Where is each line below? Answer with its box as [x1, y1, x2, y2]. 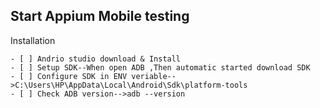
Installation [10, 34, 56, 46]
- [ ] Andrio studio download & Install [10, 54, 182, 64]
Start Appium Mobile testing [10, 8, 190, 25]
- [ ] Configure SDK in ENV [10, 71, 128, 81]
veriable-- [131, 71, 177, 81]
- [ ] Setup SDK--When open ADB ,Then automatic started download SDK [10, 62, 311, 73]
